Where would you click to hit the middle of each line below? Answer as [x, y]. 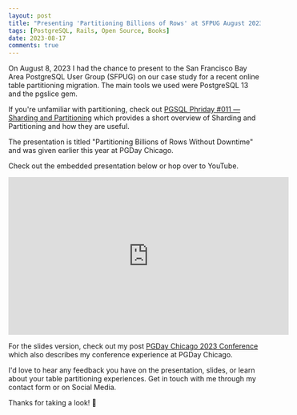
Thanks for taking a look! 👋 [53, 403]
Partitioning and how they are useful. [69, 127]
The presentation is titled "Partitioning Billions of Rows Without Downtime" [131, 142]
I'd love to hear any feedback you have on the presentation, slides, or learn [132, 370]
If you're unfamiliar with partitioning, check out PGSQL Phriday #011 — [124, 110]
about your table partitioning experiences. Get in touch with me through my [132, 379]
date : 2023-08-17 [37, 38]
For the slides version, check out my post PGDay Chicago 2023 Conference [133, 346]
